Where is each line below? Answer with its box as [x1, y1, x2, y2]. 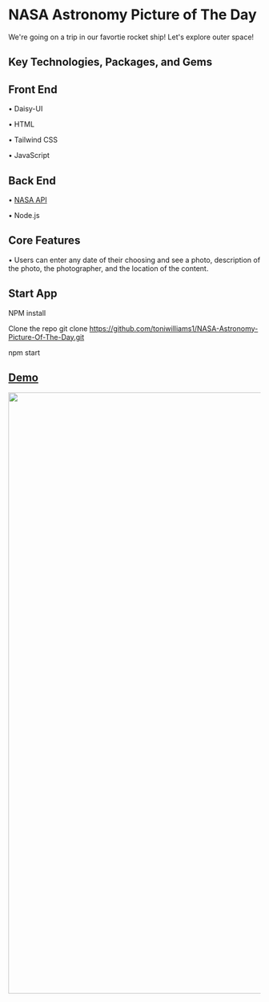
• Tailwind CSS [8, 135, 58, 145]
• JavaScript [8, 151, 50, 160]
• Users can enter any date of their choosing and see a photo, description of [8, 255, 261, 265]
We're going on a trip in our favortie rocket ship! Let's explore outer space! [8, 32, 255, 42]
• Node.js [8, 210, 40, 220]
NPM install [8, 308, 46, 317]
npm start [8, 347, 41, 358]
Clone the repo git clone [8, 323, 88, 333]
